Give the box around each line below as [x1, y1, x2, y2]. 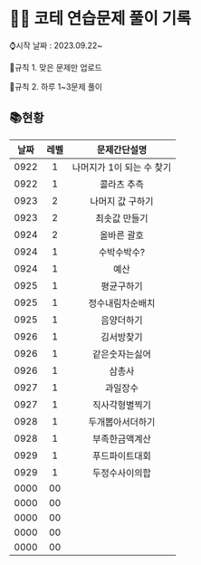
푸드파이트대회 [91, 449, 151, 462]
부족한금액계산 [91, 432, 151, 445]
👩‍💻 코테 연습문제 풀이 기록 [9, 8, 192, 29]
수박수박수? [98, 245, 146, 258]
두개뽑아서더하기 [88, 416, 156, 428]
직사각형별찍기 [91, 398, 151, 411]
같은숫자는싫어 [91, 348, 151, 360]
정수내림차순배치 [88, 296, 156, 309]
